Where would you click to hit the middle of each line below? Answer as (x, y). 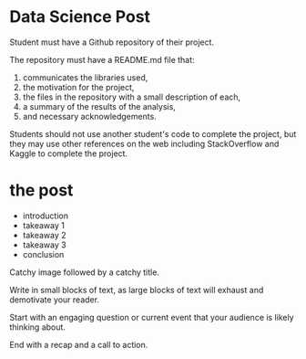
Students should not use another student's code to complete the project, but (153, 133)
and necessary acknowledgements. (89, 116)
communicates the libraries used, (85, 77)
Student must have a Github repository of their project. (112, 42)
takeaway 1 (44, 225)
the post (41, 190)
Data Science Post (80, 17)
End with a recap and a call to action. (79, 344)
